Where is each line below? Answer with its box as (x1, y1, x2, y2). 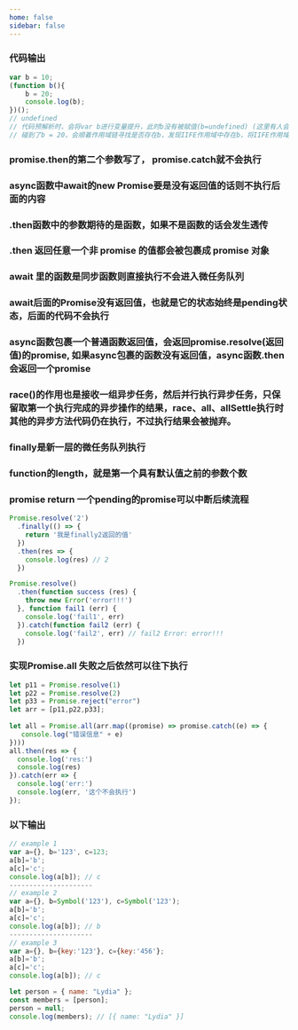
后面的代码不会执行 (27, 310, 109, 322)
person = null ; (9, 1003, 66, 1012)
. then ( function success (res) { (17, 587, 137, 597)
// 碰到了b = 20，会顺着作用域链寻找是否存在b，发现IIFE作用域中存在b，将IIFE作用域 (9, 130, 290, 139)
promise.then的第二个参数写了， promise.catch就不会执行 (9, 153, 262, 165)
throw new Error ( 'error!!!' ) (25, 596, 133, 605)
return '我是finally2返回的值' (25, 531, 133, 539)
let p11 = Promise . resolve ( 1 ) (9, 680, 122, 689)
